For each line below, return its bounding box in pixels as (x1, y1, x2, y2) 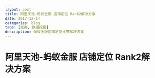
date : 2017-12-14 (5, 16, 40, 21)
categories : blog (5, 20, 40, 26)
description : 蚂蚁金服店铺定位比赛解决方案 (5, 29, 84, 34)
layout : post (5, 7, 32, 12)
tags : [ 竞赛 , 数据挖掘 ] (5, 25, 49, 30)
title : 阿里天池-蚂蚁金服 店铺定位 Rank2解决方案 (5, 12, 96, 16)
